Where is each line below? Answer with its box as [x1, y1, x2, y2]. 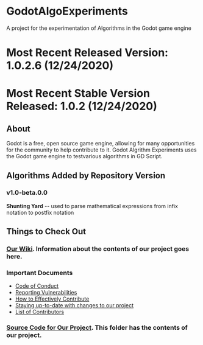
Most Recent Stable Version [6, 86, 151, 100]
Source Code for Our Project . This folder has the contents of [6, 324, 188, 332]
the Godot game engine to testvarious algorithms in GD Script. [6, 153, 163, 160]
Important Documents [6, 269, 73, 277]
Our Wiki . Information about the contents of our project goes [6, 245, 190, 253]
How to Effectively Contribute [15, 295, 90, 302]
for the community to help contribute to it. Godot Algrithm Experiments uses [6, 146, 197, 153]
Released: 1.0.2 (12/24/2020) [6, 99, 157, 113]
